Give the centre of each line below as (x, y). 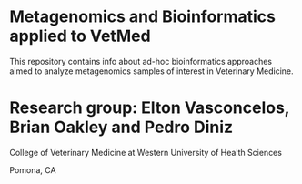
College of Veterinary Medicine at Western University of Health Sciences (146, 152)
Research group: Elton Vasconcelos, (150, 108)
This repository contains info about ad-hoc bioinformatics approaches (141, 61)
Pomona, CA (33, 169)
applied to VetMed (81, 36)
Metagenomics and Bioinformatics (142, 17)
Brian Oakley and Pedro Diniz (121, 127)
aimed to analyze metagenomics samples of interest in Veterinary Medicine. (151, 71)
